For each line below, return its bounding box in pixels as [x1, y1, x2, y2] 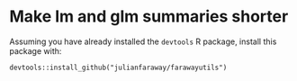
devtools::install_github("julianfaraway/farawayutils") [9, 63, 228, 72]
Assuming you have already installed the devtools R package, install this [9, 36, 277, 47]
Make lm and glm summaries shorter [9, 6, 289, 27]
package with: [9, 45, 62, 56]
